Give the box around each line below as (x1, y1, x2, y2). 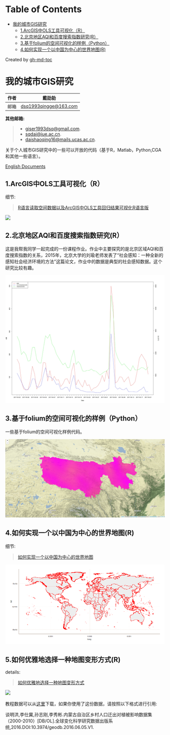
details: (5, 669, 21, 675)
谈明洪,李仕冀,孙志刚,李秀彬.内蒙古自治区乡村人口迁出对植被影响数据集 (5, 712, 153, 718)
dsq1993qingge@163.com (21, 103, 78, 110)
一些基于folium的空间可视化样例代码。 (5, 429, 85, 435)
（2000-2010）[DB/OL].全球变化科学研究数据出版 (5, 718, 109, 724)
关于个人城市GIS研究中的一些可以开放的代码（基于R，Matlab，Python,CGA (5, 147, 162, 153)
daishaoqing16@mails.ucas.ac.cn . (25, 136, 96, 143)
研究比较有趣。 (5, 265, 36, 271)
